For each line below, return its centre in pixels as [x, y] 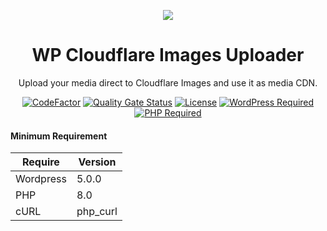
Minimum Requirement [59, 136]
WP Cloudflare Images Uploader [168, 55]
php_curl [97, 212]
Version [97, 162]
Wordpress [41, 179]
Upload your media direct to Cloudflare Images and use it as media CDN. [168, 82]
